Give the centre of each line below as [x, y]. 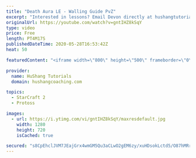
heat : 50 [17, 50]
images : [15, 114]
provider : [18, 71]
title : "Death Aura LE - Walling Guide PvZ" [61, 11]
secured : [17, 146]
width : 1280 [31, 124]
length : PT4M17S [26, 39]
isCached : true [35, 135]
